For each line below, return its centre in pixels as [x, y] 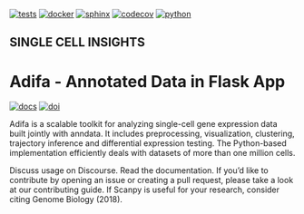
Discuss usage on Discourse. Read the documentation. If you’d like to [139, 170]
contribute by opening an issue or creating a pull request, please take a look [152, 180]
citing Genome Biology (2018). [66, 199]
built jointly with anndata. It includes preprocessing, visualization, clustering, [152, 134]
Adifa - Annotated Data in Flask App [147, 81]
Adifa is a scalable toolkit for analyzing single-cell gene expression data [144, 124]
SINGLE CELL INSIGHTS [77, 42]
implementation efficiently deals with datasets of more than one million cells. [152, 153]
